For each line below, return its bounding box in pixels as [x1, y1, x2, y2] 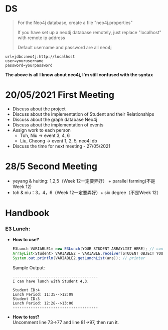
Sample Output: [12, 264, 45, 271]
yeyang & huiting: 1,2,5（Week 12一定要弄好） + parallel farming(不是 [12, 178, 155, 184]
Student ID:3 [12, 296, 40, 301]
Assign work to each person [12, 127, 71, 133]
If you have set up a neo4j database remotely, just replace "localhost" [17, 29, 162, 35]
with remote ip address [17, 35, 65, 41]
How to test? [12, 314, 40, 320]
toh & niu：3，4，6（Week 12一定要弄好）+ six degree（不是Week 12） [12, 189, 161, 196]
